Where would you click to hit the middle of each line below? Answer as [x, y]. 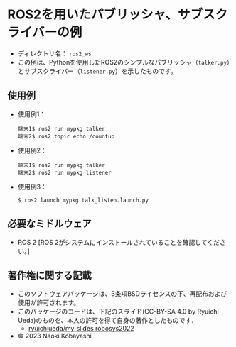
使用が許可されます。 [49, 303]
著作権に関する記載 [49, 275]
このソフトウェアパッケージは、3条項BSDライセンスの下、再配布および [122, 294]
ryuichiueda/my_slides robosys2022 [81, 329]
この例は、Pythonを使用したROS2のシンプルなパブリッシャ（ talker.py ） [124, 62]
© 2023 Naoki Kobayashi [55, 336]
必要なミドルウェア [49, 224]
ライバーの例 [45, 32]
